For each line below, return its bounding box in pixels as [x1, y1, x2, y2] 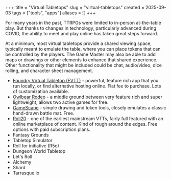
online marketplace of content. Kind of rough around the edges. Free [12, 121, 158, 127]
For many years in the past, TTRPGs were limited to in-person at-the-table [5, 20, 162, 26]
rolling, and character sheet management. [5, 67, 93, 74]
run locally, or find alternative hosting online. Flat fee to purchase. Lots [12, 83, 161, 89]
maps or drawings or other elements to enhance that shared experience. [5, 57, 158, 63]
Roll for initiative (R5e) [12, 143, 60, 149]
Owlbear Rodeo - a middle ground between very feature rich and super [12, 94, 162, 100]
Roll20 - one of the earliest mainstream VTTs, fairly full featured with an [12, 116, 163, 122]
